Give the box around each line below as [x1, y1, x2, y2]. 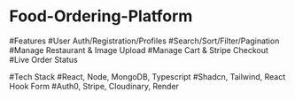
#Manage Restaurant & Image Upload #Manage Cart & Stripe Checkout [9, 44, 268, 55]
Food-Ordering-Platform [9, 6, 193, 27]
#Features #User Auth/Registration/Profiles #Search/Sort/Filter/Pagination [9, 35, 280, 46]
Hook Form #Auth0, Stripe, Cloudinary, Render [9, 81, 180, 91]
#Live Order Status [9, 54, 78, 65]
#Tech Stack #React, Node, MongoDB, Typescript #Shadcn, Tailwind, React [9, 71, 286, 81]
